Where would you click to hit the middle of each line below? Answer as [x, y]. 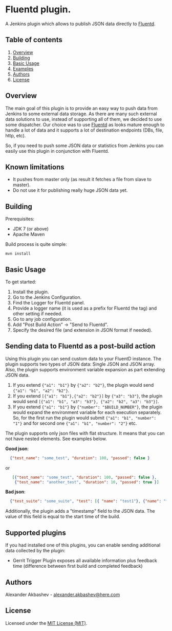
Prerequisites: [20, 219]
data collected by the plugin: [35, 551]
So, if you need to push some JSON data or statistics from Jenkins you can [84, 146]
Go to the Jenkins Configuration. [47, 297]
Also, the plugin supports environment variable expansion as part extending [85, 369]
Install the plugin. [31, 292]
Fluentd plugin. [38, 10]
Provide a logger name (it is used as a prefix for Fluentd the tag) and [85, 308]
